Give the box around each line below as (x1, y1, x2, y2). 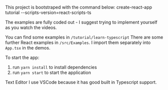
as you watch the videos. (5, 24, 57, 30)
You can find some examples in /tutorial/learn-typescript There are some (5, 34, 163, 40)
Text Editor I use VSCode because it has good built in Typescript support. (5, 79, 157, 85)
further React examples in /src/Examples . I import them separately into (5, 39, 151, 45)
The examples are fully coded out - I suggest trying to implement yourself (5, 19, 157, 25)
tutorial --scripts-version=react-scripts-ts (5, 9, 92, 15)
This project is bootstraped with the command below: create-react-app (5, 4, 152, 10)
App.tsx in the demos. (5, 45, 51, 50)
